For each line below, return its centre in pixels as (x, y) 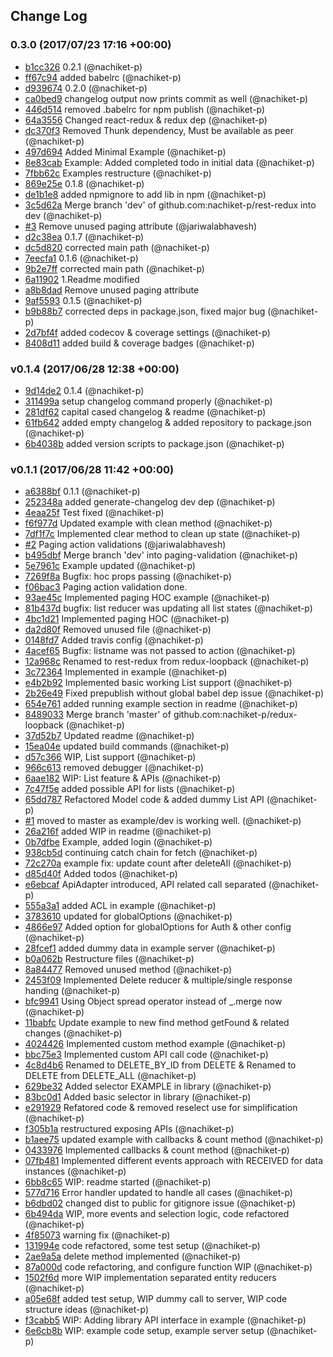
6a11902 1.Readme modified (82, 279)
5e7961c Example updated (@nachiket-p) (110, 566)
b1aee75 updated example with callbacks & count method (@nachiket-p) (174, 1140)
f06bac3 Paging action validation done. (106, 587)
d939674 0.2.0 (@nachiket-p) (86, 88)
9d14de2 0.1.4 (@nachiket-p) (84, 390)
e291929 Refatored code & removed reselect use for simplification (161, 1108)
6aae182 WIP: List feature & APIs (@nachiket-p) (123, 778)
